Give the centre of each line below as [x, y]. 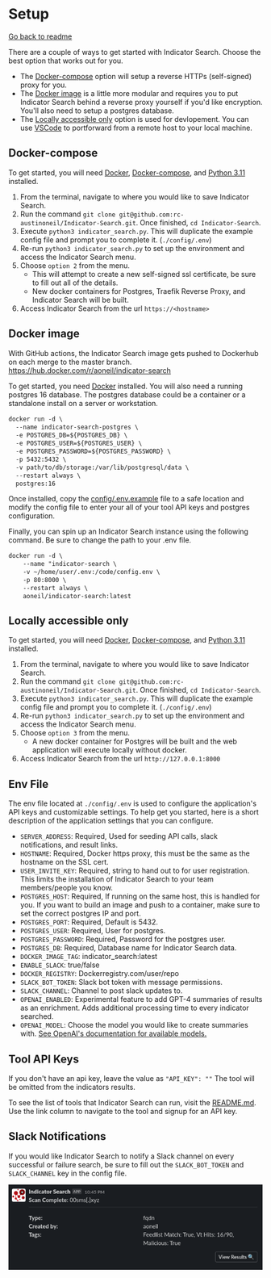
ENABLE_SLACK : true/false [60, 965]
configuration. [31, 515]
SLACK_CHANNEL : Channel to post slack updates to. [101, 991]
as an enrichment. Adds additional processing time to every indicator [135, 1008]
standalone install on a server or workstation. [83, 403]
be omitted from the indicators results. [72, 1087]
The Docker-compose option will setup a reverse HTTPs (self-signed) [136, 76]
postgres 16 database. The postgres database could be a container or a [127, 394]
